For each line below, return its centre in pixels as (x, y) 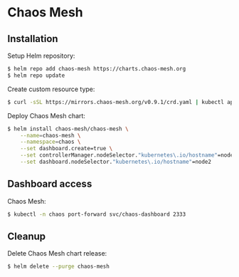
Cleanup (27, 236)
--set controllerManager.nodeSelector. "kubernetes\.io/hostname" (119, 155)
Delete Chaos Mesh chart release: (57, 254)
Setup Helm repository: (41, 56)
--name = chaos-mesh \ (51, 135)
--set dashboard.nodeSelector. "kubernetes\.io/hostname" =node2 (116, 162)
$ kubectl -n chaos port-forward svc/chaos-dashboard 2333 (97, 214)
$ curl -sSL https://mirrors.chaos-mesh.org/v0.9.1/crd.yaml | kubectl (116, 102)
